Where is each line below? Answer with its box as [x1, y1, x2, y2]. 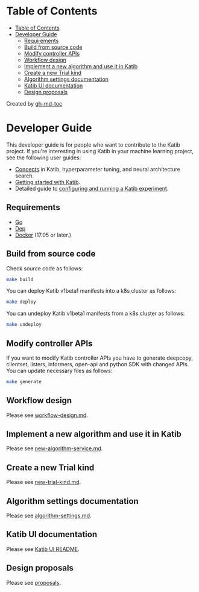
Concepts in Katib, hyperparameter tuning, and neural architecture [14, 165, 181, 173]
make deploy [6, 299, 36, 305]
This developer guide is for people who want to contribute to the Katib [6, 141, 181, 148]
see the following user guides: [6, 154, 81, 161]
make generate [6, 378, 42, 384]
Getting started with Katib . [14, 178, 80, 185]
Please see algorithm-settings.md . [6, 512, 92, 520]
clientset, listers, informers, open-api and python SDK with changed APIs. [6, 360, 189, 368]
